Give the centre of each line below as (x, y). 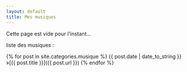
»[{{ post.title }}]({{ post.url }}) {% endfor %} (60, 63)
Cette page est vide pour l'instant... (49, 33)
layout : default (26, 11)
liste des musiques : (30, 45)
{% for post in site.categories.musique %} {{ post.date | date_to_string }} (94, 56)
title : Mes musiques (31, 17)
